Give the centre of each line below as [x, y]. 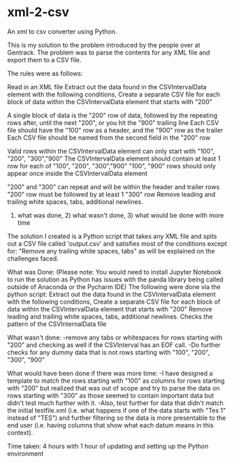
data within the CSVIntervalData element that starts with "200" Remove [110, 309]
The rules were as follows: [45, 73]
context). [20, 432]
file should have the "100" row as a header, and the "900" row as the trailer [115, 130]
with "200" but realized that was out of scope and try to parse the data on [114, 388]
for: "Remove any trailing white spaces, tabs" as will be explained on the [111, 251]
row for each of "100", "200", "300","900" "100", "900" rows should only [112, 166]
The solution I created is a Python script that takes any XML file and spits [112, 236]
